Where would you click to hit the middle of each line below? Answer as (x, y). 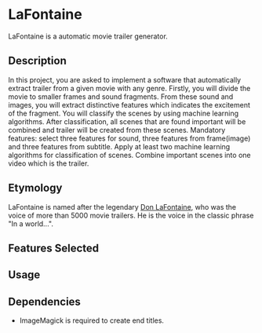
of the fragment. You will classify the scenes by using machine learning (124, 113)
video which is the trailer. (49, 163)
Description (37, 61)
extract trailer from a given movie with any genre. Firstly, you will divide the (129, 88)
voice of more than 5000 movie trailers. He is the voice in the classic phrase (131, 215)
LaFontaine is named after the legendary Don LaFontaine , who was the (122, 207)
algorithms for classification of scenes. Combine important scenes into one (129, 155)
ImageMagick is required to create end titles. (92, 320)
